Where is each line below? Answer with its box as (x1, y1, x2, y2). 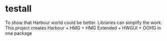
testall (5, 3, 32, 14)
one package (5, 30, 32, 36)
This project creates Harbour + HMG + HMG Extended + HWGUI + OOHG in (5, 24, 161, 30)
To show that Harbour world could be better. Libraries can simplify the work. (5, 19, 162, 25)
